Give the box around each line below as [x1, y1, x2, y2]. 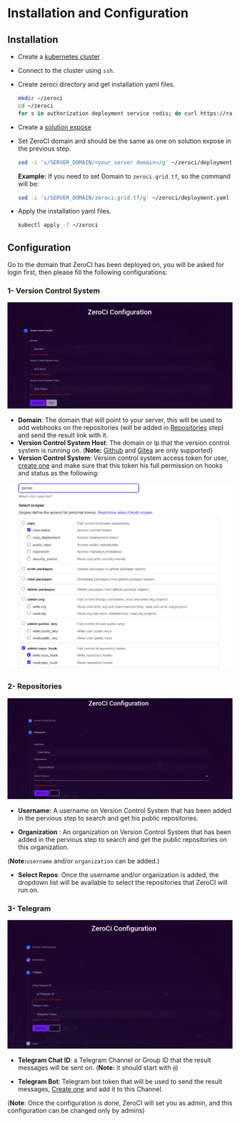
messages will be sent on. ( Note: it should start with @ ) [17, 1063, 179, 1072]
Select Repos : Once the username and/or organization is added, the [17, 871, 219, 879]
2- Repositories [7, 681, 63, 691]
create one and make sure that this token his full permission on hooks [17, 461, 223, 469]
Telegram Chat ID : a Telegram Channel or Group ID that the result [17, 1056, 211, 1064]
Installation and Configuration [7, 5, 189, 21]
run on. [17, 886, 39, 894]
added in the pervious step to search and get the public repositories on [17, 836, 227, 844]
